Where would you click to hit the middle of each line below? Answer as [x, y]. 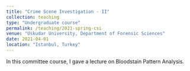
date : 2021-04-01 [28, 39]
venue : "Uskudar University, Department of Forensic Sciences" [86, 34]
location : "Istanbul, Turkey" [44, 45]
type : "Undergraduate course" [44, 22]
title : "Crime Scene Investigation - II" [58, 12]
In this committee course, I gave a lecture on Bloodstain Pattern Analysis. [95, 61]
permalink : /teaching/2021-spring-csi [54, 28]
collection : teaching [33, 17]
